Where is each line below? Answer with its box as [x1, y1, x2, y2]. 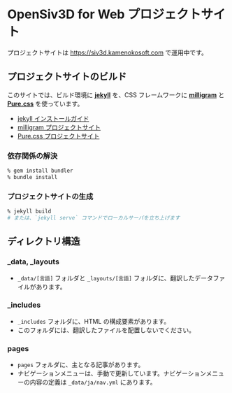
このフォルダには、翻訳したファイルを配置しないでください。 [17, 326, 196, 334]
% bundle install [7, 173, 58, 180]
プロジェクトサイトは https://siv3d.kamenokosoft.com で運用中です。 [7, 48, 208, 57]
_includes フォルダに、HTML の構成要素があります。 [17, 317, 171, 325]
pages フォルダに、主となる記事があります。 [17, 361, 145, 369]
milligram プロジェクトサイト [17, 123, 101, 131]
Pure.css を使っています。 [7, 99, 84, 108]
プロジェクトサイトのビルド [7, 71, 127, 83]
